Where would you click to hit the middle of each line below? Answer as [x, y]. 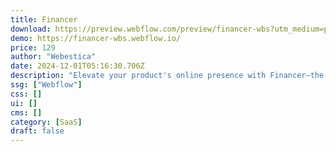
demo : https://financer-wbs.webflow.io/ [96, 38]
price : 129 [33, 47]
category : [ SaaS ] [46, 122]
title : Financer [44, 19]
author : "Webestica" [53, 57]
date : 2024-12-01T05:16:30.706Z [77, 66]
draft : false [37, 131]
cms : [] [26, 112]
